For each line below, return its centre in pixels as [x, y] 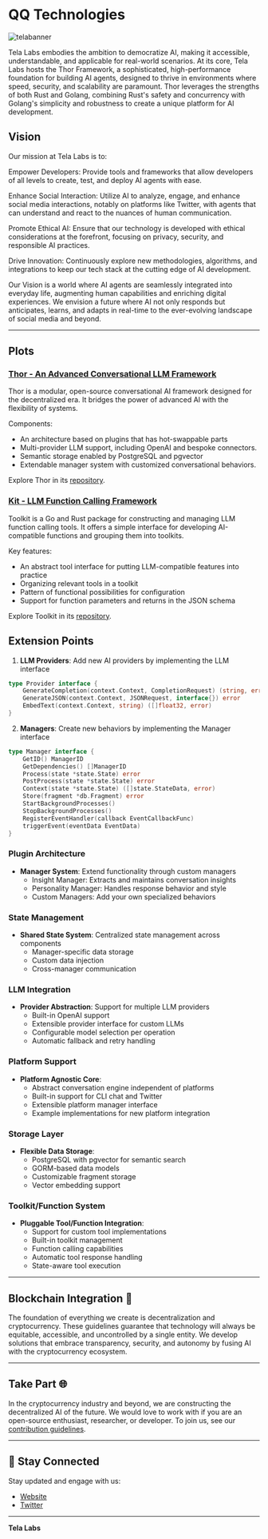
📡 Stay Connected [54, 1462]
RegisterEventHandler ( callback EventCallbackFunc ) [108, 818]
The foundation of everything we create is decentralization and [112, 1318]
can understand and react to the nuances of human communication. [120, 213]
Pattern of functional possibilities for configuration [102, 592]
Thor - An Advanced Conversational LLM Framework [112, 374]
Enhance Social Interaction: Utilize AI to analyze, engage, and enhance [124, 195]
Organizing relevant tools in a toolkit [79, 583]
